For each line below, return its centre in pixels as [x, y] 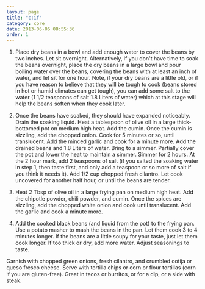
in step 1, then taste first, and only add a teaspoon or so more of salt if [103, 168]
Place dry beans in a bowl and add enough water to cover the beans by [105, 52]
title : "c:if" [24, 18]
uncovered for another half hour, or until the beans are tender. [93, 180]
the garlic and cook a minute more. [59, 212]
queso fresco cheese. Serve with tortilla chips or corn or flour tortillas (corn [101, 268]
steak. [14, 280]
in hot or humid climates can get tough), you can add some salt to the [103, 91]
